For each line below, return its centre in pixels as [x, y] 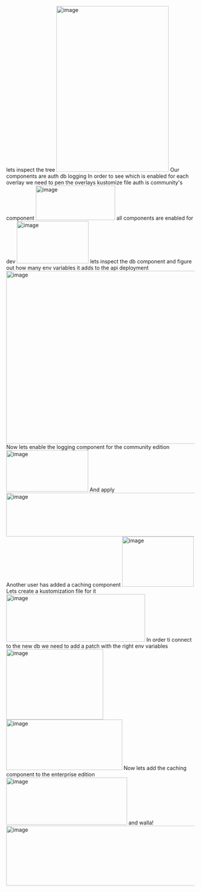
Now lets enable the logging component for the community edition [88, 447]
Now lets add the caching [155, 768]
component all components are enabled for [100, 218]
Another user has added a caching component [63, 585]
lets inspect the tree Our [93, 170]
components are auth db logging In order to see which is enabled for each [98, 176]
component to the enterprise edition [51, 774]
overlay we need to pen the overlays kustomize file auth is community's [95, 182]
